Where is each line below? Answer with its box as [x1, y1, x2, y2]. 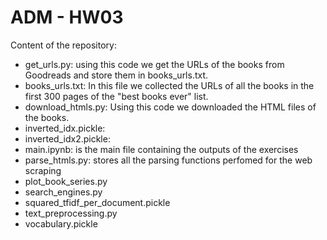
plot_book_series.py [24, 175, 108, 187]
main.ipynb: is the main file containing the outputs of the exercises [24, 143, 299, 155]
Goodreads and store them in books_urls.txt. [24, 69, 209, 81]
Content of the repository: [10, 39, 117, 51]
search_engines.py [24, 186, 103, 198]
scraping [24, 164, 62, 176]
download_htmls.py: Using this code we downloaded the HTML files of [24, 101, 317, 113]
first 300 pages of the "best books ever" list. [24, 90, 209, 102]
